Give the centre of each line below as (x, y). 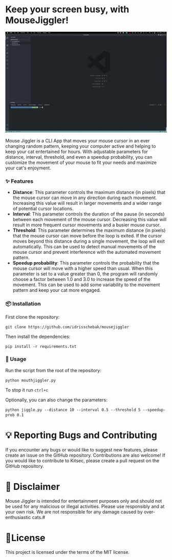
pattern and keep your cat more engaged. (57, 290)
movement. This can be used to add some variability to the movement (86, 285)
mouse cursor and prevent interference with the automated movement (87, 252)
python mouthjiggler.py (31, 380)
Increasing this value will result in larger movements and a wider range (87, 203)
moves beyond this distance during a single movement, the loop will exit (89, 241)
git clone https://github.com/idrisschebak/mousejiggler (67, 327)
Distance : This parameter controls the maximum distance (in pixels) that (89, 192)
